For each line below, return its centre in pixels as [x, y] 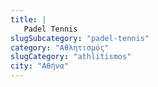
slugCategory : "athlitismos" [71, 57]
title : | [28, 19]
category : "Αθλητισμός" [60, 47]
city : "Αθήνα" [40, 66]
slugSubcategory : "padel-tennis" [80, 38]
